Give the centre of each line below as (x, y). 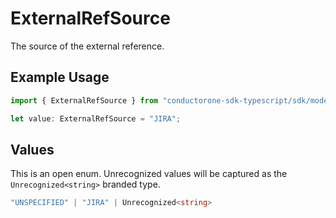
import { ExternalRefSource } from (84, 100)
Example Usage (60, 77)
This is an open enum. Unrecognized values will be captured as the (149, 174)
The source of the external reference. (87, 46)
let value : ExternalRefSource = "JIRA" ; (96, 118)
